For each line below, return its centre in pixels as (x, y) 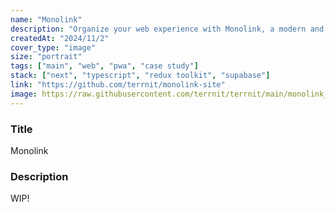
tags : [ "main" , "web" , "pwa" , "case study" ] (104, 66)
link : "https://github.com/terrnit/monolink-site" (118, 85)
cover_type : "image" (53, 47)
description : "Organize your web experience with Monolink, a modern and (167, 29)
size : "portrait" (46, 57)
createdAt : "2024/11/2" (60, 38)
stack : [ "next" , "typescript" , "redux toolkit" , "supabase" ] (140, 76)
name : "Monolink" (46, 19)
